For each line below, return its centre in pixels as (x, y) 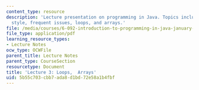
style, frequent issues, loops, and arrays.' (69, 22)
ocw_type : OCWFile (29, 50)
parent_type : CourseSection (41, 61)
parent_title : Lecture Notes (42, 56)
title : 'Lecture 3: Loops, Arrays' (51, 72)
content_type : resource (36, 12)
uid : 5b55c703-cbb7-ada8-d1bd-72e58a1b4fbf (61, 78)
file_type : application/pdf (41, 34)
